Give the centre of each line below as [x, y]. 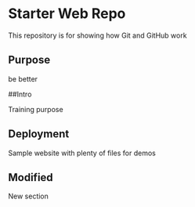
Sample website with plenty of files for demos [82, 153]
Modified [31, 177]
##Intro [20, 94]
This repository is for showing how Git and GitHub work [97, 35]
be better [23, 78]
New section [29, 196]
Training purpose [36, 109]
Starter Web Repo [67, 14]
